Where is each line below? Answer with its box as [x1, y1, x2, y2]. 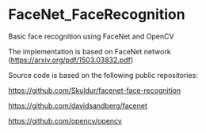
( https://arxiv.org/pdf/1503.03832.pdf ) [8, 55, 133, 65]
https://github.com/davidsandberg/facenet [8, 101, 148, 110]
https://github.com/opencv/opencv [8, 116, 123, 125]
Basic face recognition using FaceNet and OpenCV [8, 31, 174, 41]
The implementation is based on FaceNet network [8, 46, 172, 56]
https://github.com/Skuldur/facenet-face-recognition [8, 85, 181, 95]
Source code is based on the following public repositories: [8, 70, 198, 79]
